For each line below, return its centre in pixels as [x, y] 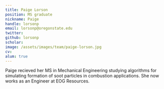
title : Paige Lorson [27, 10]
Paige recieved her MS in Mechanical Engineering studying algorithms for [81, 70]
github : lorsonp [22, 38]
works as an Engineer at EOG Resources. [47, 81]
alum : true [16, 56]
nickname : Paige [22, 19]
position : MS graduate [29, 14]
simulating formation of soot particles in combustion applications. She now [82, 76]
